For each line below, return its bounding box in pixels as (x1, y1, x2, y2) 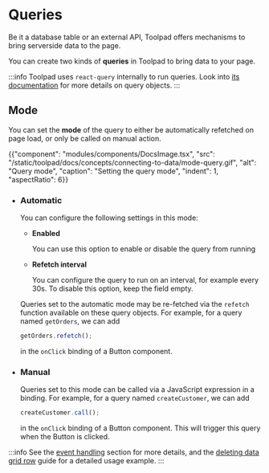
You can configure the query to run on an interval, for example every (31, 275, 259, 285)
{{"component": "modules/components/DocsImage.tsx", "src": (8, 149, 215, 158)
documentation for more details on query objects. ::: (8, 80, 181, 90)
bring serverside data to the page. (8, 40, 121, 50)
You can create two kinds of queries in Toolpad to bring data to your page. (8, 56, 255, 66)
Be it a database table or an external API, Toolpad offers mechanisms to (8, 32, 246, 42)
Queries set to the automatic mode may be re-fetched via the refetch (19, 300, 250, 309)
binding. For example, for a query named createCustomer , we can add (19, 393, 251, 403)
